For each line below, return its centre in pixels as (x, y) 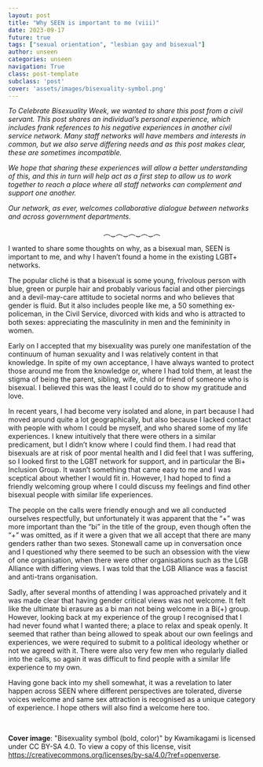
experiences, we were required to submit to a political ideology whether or (128, 643)
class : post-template (44, 74)
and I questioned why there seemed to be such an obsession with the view (129, 552)
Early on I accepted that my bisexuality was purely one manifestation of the (130, 346)
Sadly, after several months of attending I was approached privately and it (128, 592)
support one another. (42, 193)
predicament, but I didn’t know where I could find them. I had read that (122, 444)
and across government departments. (69, 216)
